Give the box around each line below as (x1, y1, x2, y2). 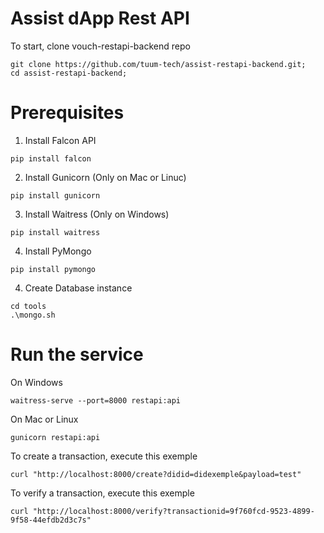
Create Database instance (24, 282, 133, 294)
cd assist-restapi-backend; (10, 68, 128, 78)
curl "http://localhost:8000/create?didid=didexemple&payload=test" (10, 469, 302, 479)
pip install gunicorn (10, 190, 101, 201)
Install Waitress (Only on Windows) (24, 208, 170, 220)
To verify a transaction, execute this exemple (10, 487, 195, 499)
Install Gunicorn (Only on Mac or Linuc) (24, 171, 187, 183)
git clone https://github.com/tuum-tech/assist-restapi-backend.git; (10, 59, 307, 69)
